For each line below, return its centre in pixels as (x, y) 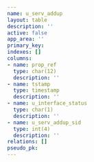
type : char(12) (35, 71)
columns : (20, 59)
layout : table (27, 20)
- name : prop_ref (32, 65)
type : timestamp (36, 90)
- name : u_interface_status (47, 103)
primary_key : (26, 45)
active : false (27, 33)
